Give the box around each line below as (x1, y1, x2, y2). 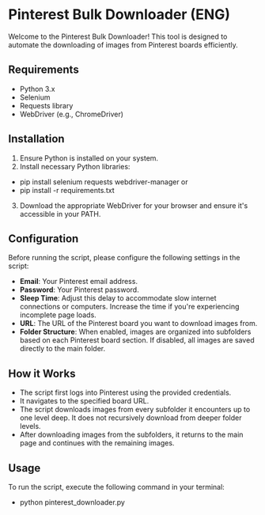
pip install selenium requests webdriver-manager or (19, 176, 188, 187)
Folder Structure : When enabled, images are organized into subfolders (19, 327, 252, 337)
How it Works (8, 366, 76, 381)
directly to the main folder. (19, 344, 105, 354)
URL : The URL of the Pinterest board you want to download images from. (19, 319, 258, 328)
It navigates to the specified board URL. (19, 396, 150, 406)
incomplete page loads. (19, 310, 97, 320)
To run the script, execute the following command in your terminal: (8, 483, 225, 491)
